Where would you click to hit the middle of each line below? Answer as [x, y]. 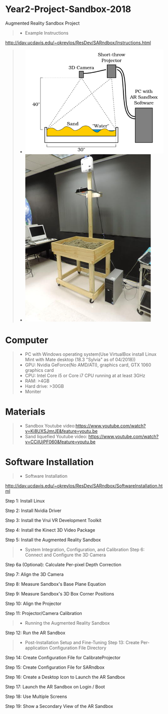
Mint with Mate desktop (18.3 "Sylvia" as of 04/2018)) [80, 360]
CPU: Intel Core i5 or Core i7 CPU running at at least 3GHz [85, 376]
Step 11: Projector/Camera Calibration [44, 614]
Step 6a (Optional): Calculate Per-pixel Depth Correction [63, 565]
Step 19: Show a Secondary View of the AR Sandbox [59, 706]
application [37, 648]
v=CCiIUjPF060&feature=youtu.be [60, 442]
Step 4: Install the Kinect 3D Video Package [50, 530]
